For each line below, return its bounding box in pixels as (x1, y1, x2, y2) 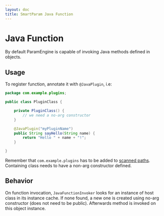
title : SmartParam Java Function (5, 12, 73, 17)
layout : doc (5, 7, 29, 12)
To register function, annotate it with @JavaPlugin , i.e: (5, 81, 112, 87)
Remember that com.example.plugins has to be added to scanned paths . (5, 157, 150, 163)
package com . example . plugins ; (5, 91, 67, 96)
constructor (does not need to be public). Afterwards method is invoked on (5, 200, 156, 206)
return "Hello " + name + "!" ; (23, 135, 87, 140)
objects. (5, 54, 22, 60)
